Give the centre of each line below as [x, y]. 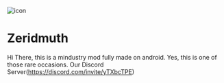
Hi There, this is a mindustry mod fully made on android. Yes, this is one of [112, 57]
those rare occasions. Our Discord [55, 64]
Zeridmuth [38, 38]
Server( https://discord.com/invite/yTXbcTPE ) [71, 71]
